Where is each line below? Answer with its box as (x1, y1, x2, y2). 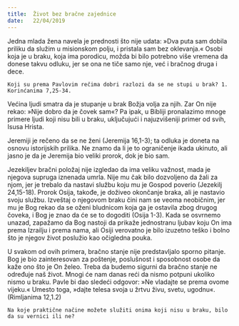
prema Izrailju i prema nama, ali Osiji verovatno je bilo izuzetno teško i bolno (7, 225, 230, 234)
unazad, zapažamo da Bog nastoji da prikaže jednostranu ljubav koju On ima (7, 218, 232, 227)
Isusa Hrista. (7, 122, 44, 131)
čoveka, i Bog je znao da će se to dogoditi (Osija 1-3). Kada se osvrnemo (7, 210, 221, 219)
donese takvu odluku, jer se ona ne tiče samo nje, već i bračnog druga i (7, 59, 218, 68)
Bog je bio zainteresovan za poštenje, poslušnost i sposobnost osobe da (7, 255, 220, 263)
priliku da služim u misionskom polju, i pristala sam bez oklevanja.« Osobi (7, 44, 223, 53)
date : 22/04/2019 (7, 17, 66, 24)
